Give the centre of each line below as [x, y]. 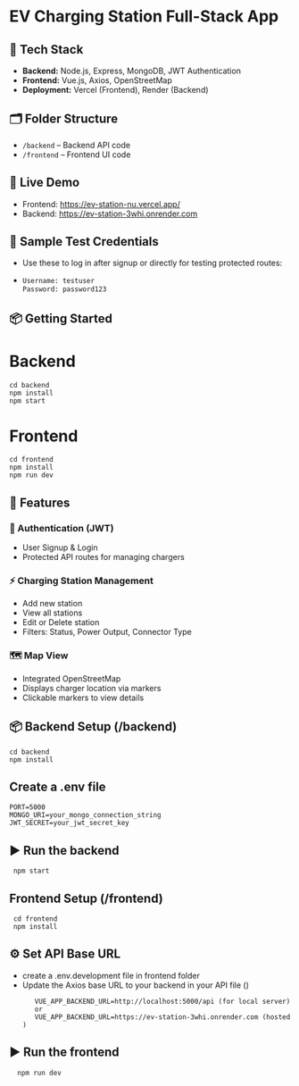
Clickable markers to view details [83, 698]
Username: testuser [58, 281]
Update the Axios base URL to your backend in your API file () [136, 985]
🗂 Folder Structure [64, 119]
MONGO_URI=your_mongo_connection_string [86, 815]
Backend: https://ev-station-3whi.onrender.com [110, 213]
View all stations [52, 613]
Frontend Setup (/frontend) [86, 898]
